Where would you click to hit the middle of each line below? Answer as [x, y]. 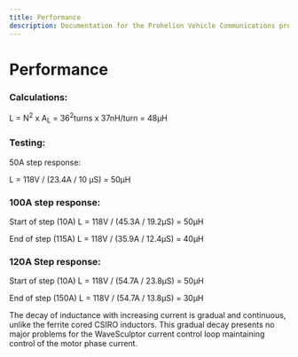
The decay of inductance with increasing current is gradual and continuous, [148, 315]
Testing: [27, 143]
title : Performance [45, 17]
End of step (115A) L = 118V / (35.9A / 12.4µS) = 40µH [106, 239]
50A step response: [45, 162]
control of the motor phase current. [74, 344]
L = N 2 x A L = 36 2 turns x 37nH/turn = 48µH [89, 118]
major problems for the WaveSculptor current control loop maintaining [137, 334]
